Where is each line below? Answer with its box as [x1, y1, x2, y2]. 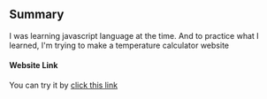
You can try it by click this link [9, 80, 118, 91]
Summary [9, 7, 65, 22]
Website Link [9, 60, 58, 71]
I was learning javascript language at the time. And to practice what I [9, 30, 259, 41]
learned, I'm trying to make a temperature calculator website [9, 40, 230, 50]
